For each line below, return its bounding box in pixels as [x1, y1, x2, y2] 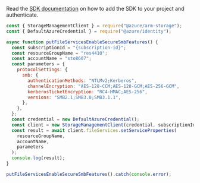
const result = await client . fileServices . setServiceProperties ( [11, 127, 177, 133]
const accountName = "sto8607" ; [11, 56, 92, 62]
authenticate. [6, 11, 39, 18]
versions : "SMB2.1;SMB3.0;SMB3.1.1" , [27, 94, 121, 100]
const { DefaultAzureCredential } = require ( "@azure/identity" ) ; [6, 28, 171, 34]
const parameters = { [11, 61, 65, 67]
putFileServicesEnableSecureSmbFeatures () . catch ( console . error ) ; [6, 171, 171, 177]
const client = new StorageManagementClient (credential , [11, 122, 156, 128]
